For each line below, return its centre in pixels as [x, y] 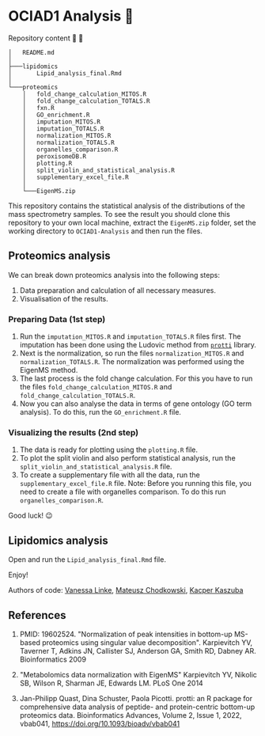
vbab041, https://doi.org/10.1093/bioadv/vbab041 [100, 723]
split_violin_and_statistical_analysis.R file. [96, 467]
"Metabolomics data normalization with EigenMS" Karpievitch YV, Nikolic [138, 674]
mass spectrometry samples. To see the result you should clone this [119, 214]
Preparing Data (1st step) [57, 319]
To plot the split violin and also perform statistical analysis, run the [127, 458]
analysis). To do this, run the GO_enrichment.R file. [100, 412]
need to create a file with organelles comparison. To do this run [123, 492]
